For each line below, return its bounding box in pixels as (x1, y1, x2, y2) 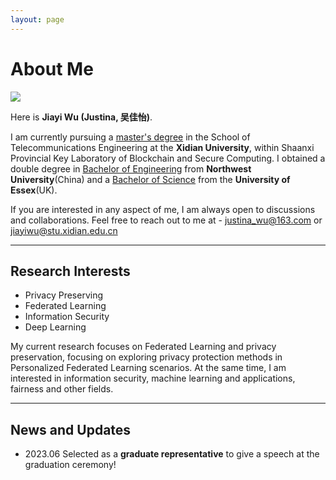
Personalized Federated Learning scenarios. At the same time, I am (10, 362, 287, 374)
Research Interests (10, 262, 131, 280)
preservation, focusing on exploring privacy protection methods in (10, 351, 283, 363)
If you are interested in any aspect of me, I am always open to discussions (10, 203, 316, 215)
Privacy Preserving (24, 289, 104, 301)
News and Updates (10, 421, 132, 438)
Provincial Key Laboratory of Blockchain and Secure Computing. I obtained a (10, 152, 326, 164)
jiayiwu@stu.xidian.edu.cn (10, 224, 118, 236)
